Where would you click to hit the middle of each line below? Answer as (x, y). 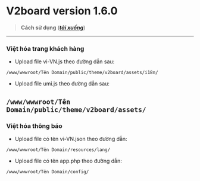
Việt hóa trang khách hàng (45, 48)
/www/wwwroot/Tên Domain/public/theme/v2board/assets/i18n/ (82, 73)
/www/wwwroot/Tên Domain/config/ (48, 171)
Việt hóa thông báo (34, 125)
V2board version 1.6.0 (62, 11)
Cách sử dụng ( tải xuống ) (53, 27)
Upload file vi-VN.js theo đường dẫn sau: (65, 62)
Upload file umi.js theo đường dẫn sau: (62, 84)
